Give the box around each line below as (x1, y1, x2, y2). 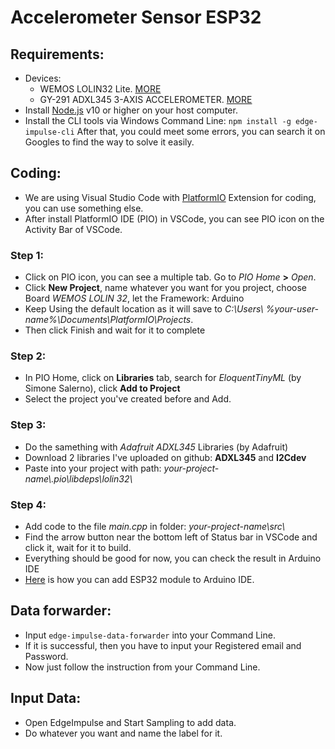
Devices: (24, 72, 62, 84)
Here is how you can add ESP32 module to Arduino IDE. (24, 574, 255, 585)
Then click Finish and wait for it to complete (24, 324, 206, 336)
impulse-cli (24, 127, 75, 137)
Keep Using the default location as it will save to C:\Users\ (24, 303, 264, 315)
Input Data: (10, 690, 82, 707)
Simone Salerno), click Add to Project (24, 382, 181, 395)
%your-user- (265, 303, 319, 315)
